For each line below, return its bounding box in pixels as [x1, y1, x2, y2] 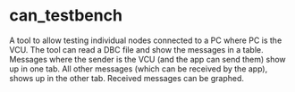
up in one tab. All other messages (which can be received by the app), [9, 63, 268, 74]
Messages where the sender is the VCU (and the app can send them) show [9, 54, 286, 64]
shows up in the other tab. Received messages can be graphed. [9, 72, 244, 83]
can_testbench [9, 5, 123, 26]
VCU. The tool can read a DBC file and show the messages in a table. [9, 44, 264, 54]
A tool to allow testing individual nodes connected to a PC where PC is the [9, 35, 282, 46]
